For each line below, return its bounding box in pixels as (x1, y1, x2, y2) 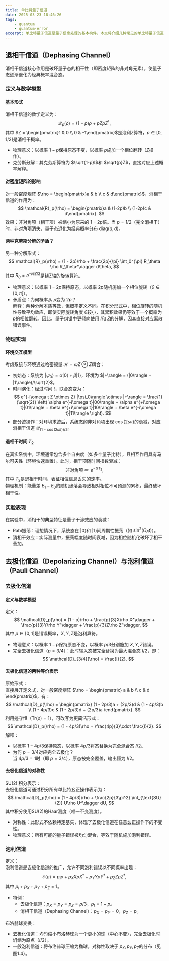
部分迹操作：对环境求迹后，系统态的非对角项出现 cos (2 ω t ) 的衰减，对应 (12, 419, 161, 425)
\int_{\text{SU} (131, 794, 162, 800)
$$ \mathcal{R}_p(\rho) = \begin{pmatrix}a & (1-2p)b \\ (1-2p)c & (18, 205, 151, 211)
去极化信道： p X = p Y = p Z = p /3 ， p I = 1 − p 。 (20, 901, 115, 908)
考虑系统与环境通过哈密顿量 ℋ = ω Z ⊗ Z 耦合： (5, 361, 105, 368)
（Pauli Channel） (5, 567, 63, 575)
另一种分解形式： (5, 250, 41, 256)
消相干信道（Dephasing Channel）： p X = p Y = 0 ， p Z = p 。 (20, 908, 141, 916)
